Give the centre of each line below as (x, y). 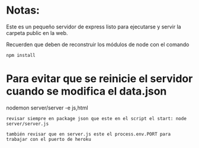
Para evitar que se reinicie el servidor (99, 79)
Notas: (23, 10)
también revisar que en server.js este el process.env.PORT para (88, 134)
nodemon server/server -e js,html (47, 108)
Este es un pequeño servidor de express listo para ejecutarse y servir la (94, 27)
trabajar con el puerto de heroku (49, 139)
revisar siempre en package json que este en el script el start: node (96, 118)
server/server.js (28, 124)
